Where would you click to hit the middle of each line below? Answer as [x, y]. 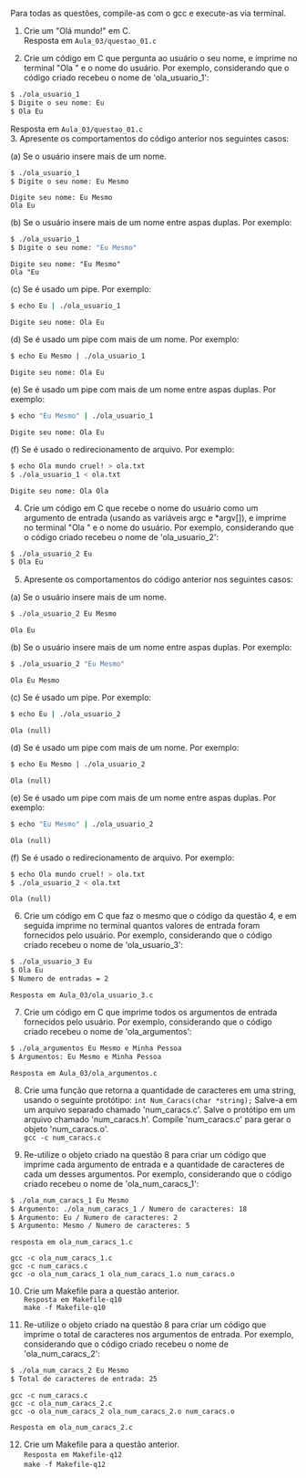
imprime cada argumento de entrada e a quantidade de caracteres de [154, 1164]
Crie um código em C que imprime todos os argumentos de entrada [150, 1012]
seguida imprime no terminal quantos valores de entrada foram [142, 926]
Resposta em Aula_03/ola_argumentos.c [84, 1073]
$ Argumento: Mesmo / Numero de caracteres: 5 [100, 1226]
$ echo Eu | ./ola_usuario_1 [66, 306]
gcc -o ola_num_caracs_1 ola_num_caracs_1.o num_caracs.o [122, 1275]
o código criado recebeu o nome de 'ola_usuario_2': [121, 536]
